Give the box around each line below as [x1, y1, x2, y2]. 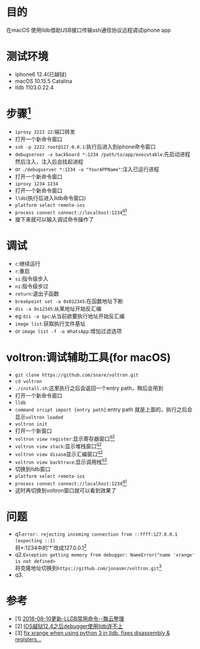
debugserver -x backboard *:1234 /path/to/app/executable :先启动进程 [14, 151, 190, 158]
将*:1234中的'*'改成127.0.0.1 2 [14, 543, 87, 551]
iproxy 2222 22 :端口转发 [14, 128, 76, 136]
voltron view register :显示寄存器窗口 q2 [14, 434, 116, 442]
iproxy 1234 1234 [14, 181, 59, 187]
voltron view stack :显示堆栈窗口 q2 [14, 441, 102, 450]
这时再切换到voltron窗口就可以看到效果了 [14, 486, 117, 494]
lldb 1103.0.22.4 [14, 83, 54, 91]
